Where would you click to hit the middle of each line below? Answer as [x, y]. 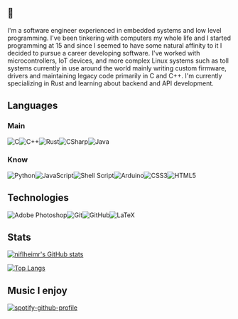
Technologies [38, 198]
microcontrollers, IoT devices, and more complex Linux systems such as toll [118, 61]
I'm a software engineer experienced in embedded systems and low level [114, 30]
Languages [33, 106]
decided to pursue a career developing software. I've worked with [104, 53]
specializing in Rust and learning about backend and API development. [111, 83]
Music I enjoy [37, 290]
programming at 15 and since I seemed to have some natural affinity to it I [115, 45]
